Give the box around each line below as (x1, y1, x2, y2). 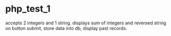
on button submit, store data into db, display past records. (5, 25, 128, 31)
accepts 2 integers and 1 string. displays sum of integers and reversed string (5, 20, 166, 26)
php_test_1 (5, 3, 51, 15)
